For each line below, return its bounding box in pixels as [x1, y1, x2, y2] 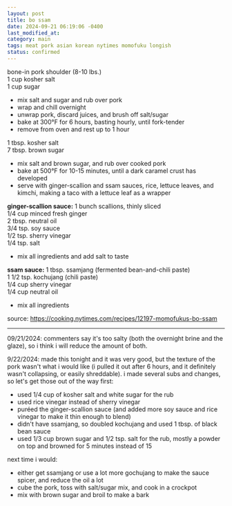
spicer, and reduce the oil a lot [17, 476, 104, 484]
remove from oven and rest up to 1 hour [17, 125, 130, 133]
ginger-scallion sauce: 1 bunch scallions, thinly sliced [7, 202, 161, 210]
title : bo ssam [7, 17, 51, 24]
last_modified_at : [7, 29, 60, 37]
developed [17, 174, 48, 182]
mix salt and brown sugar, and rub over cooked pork [17, 159, 166, 167]
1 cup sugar [7, 82, 40, 91]
